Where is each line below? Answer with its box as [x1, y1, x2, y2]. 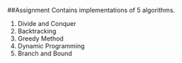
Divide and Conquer [17, 20, 76, 27]
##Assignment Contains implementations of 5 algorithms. [7, 6, 176, 14]
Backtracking [17, 27, 57, 35]
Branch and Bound [17, 49, 72, 57]
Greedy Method [17, 34, 64, 43]
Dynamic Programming [17, 42, 85, 50]
